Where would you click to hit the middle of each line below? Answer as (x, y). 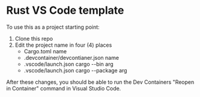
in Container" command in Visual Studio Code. (64, 88)
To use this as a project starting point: (53, 27)
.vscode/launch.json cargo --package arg (75, 70)
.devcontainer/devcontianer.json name (71, 57)
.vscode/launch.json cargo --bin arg (69, 64)
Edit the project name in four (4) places (63, 45)
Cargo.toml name (45, 51)
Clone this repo (34, 38)
